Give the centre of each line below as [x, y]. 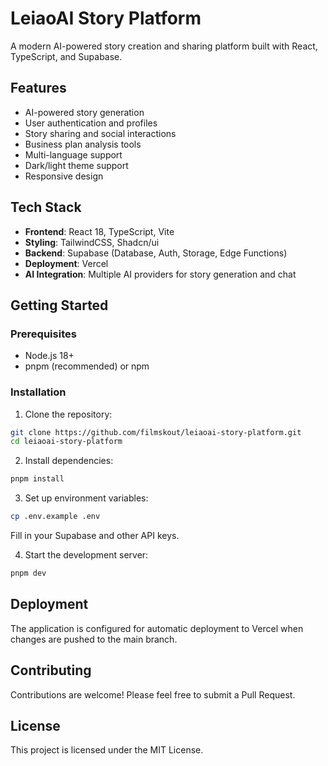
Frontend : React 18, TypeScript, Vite [99, 231]
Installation [38, 392]
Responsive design [64, 176]
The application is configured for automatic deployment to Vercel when [157, 628]
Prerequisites [43, 334]
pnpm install [37, 479]
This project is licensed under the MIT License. [107, 750]
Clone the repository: [68, 414]
